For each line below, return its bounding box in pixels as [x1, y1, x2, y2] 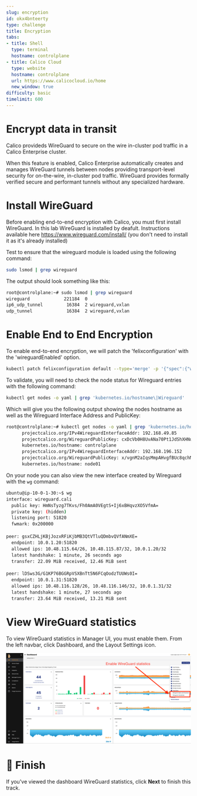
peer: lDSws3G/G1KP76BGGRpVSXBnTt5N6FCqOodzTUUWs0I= [6, 571, 138, 577]
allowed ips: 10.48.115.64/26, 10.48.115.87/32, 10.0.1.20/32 [11, 546, 167, 552]
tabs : [6, 34, 19, 41]
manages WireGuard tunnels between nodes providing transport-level [6, 165, 175, 173]
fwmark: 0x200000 [11, 521, 54, 527]
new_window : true [11, 84, 54, 90]
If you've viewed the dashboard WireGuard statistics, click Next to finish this [6, 778, 191, 785]
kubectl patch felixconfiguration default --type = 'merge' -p [6, 366, 159, 372]
